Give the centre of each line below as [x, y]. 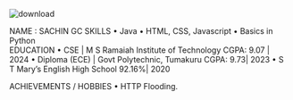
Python [22, 41]
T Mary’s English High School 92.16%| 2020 [90, 69]
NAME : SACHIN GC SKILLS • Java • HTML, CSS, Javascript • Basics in [141, 31]
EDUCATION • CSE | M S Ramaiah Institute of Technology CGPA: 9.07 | [140, 50]
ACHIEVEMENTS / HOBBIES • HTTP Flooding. [94, 86]
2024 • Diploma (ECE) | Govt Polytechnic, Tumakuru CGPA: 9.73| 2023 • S [146, 59]
